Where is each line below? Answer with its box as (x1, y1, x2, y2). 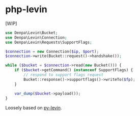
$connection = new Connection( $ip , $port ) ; (5, 49, 99, 54)
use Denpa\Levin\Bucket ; (5, 30, 58, 35)
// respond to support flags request (23, 72, 103, 77)
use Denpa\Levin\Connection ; (5, 35, 67, 40)
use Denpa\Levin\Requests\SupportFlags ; (5, 40, 93, 45)
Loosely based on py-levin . (5, 105, 62, 111)
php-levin (5, 4, 47, 15)
